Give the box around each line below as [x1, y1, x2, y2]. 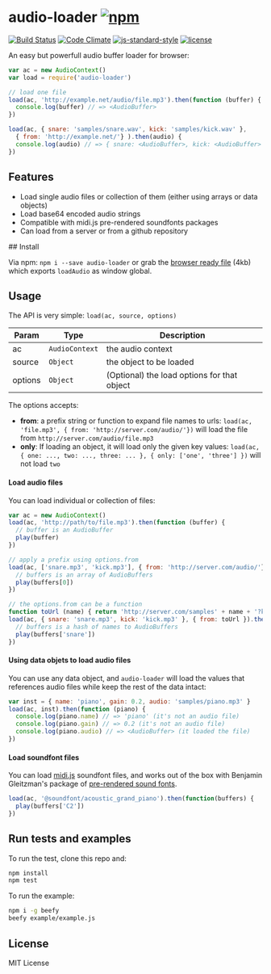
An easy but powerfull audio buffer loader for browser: [8, 50, 190, 60]
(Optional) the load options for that [106, 370, 238, 381]
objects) [19, 200, 48, 210]
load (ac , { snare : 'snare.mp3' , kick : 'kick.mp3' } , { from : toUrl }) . [8, 615, 254, 623]
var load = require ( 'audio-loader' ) [8, 73, 131, 82]
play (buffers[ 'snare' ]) [15, 630, 95, 638]
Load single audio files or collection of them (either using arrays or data [19, 191, 258, 201]
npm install [8, 869, 48, 877]
